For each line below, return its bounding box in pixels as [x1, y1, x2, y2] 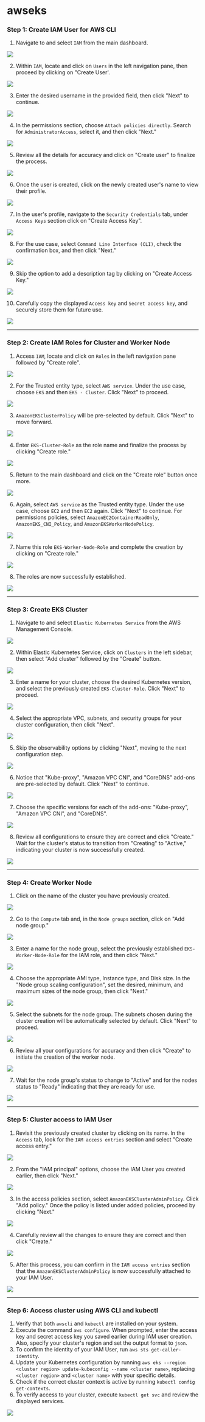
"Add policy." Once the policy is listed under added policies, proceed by [15, 1201, 196, 1208]
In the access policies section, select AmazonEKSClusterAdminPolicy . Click [15, 1195, 199, 1202]
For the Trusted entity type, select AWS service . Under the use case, [15, 382, 186, 389]
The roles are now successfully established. [15, 573, 127, 580]
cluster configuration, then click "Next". [15, 721, 115, 728]
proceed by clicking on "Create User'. [15, 69, 110, 76]
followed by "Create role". [15, 358, 81, 366]
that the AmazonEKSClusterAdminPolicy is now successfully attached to [15, 1267, 191, 1275]
